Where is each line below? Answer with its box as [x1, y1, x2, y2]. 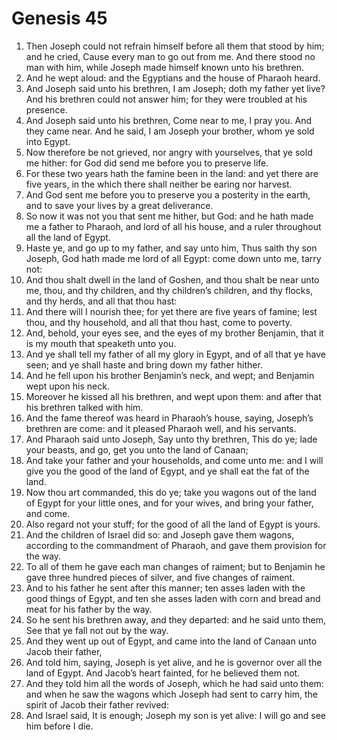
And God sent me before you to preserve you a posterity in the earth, [25, 188, 311, 201]
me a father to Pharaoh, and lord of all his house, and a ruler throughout [25, 220, 322, 232]
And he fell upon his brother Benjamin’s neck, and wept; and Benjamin [25, 369, 315, 381]
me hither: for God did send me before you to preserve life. [25, 157, 269, 169]
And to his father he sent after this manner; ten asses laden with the [25, 582, 306, 594]
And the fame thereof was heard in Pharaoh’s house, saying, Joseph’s [25, 412, 314, 424]
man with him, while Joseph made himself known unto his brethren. [25, 61, 305, 73]
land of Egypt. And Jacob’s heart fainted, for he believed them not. [25, 667, 301, 679]
